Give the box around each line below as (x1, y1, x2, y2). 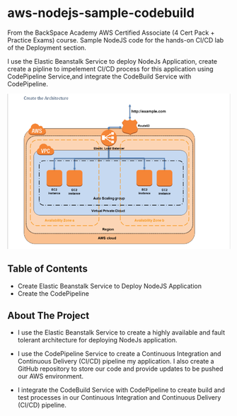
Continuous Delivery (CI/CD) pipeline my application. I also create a (17, 357, 214, 366)
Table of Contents (7, 263, 88, 275)
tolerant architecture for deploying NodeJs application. (17, 336, 178, 345)
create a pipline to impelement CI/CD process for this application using (7, 64, 214, 73)
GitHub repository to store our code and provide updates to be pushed (17, 364, 224, 373)
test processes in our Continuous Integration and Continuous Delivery (17, 393, 221, 402)
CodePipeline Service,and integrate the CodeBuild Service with (7, 72, 192, 81)
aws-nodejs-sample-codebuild (7, 5, 195, 21)
